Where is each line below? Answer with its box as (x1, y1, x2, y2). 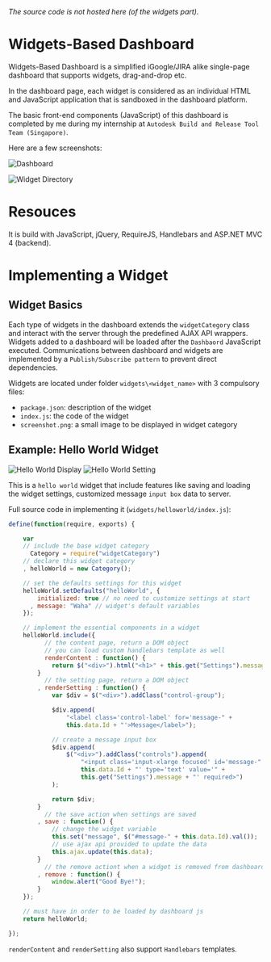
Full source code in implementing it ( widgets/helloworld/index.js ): (8, 504, 231, 514)
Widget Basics (8, 298, 83, 312)
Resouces (8, 203, 77, 221)
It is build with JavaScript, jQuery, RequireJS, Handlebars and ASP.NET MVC (8, 229, 263, 239)
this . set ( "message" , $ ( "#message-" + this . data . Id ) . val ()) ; (51, 833, 258, 841)
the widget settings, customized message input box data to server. (8, 489, 231, 498)
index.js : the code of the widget (19, 411, 129, 421)
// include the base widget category (23, 542, 150, 550)
